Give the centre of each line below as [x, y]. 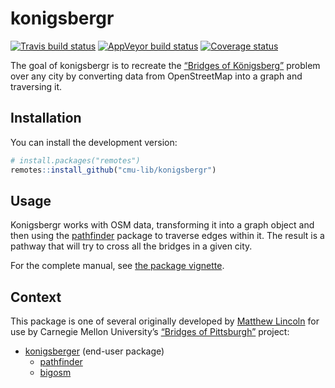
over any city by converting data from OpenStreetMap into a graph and [156, 76]
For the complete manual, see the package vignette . [117, 266]
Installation [46, 118]
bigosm [55, 373]
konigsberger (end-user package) [94, 351]
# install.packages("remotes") [75, 160]
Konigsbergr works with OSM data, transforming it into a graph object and [162, 225]
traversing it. [36, 86]
